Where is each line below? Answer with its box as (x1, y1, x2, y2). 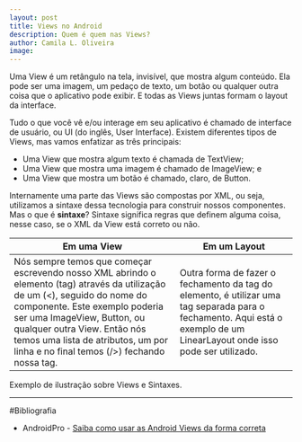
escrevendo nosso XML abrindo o (13, 267, 156, 279)
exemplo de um (179, 323, 245, 335)
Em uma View (62, 240, 123, 252)
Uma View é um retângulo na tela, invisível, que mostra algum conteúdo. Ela (9, 71, 290, 82)
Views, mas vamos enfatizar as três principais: (9, 137, 182, 147)
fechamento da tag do (179, 278, 273, 290)
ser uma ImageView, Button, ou (13, 312, 146, 324)
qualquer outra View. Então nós (13, 323, 147, 335)
